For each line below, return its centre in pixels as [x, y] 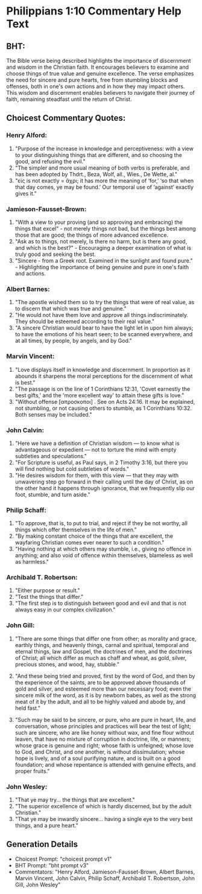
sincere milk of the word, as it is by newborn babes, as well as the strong [106, 695]
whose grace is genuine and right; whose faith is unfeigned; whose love [104, 745]
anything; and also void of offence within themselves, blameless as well [104, 555]
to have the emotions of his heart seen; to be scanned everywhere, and [104, 334]
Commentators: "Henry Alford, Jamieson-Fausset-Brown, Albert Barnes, [105, 872]
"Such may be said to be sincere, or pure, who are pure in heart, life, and [105, 720]
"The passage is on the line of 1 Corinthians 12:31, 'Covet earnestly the [103, 389]
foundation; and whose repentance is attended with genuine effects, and [105, 764]
